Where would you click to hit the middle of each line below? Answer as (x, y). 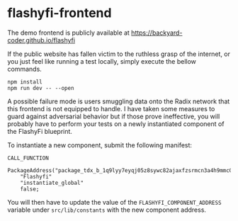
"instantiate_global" (52, 183)
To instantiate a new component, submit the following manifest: (100, 145)
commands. (25, 69)
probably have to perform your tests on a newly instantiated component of (116, 124)
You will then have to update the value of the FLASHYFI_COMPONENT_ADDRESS (114, 202)
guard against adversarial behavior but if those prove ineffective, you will (114, 116)
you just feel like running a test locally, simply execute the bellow (102, 61)
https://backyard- (157, 33)
